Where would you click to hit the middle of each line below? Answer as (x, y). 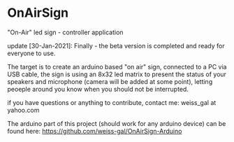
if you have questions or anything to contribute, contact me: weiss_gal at (112, 102)
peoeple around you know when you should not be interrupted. (98, 89)
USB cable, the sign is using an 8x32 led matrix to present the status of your (117, 74)
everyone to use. (31, 53)
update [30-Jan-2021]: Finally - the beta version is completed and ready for (116, 45)
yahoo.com (23, 110)
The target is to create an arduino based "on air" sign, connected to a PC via (117, 66)
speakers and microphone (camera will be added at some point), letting (110, 81)
